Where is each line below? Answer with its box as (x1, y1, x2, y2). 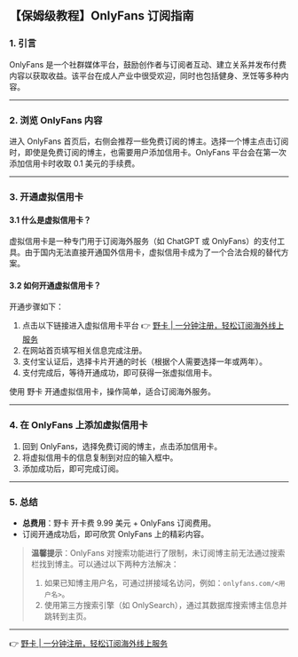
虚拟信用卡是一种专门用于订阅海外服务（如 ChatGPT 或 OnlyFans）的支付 (9, 236, 278, 247)
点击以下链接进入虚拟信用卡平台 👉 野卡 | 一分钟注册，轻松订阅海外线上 (21, 321, 285, 331)
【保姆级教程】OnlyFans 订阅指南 (9, 8, 194, 24)
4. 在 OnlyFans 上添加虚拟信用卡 (9, 419, 148, 431)
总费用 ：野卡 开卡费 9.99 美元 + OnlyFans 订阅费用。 (21, 518, 216, 528)
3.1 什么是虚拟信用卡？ (9, 214, 91, 225)
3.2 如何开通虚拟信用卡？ (9, 280, 102, 290)
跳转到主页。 (43, 611, 91, 621)
